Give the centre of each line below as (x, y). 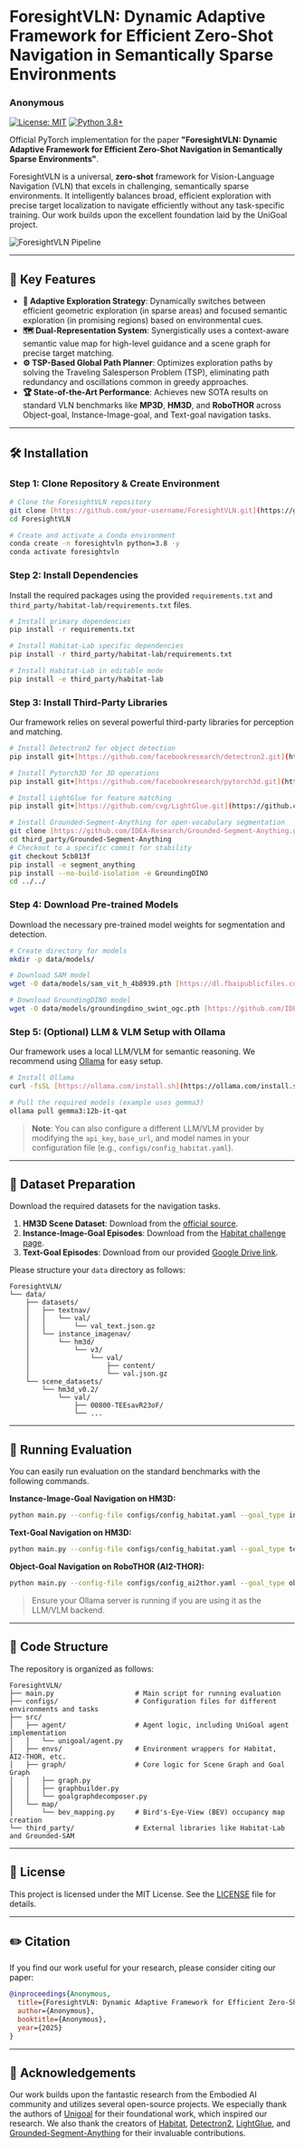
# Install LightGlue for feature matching (90, 798)
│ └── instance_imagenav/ (78, 1334)
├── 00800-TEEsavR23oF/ (119, 1405)
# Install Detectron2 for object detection (93, 749)
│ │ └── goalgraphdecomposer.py (78, 1796)
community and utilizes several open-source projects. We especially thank (148, 2104)
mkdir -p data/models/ (52, 959)
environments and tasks (54, 1709)
